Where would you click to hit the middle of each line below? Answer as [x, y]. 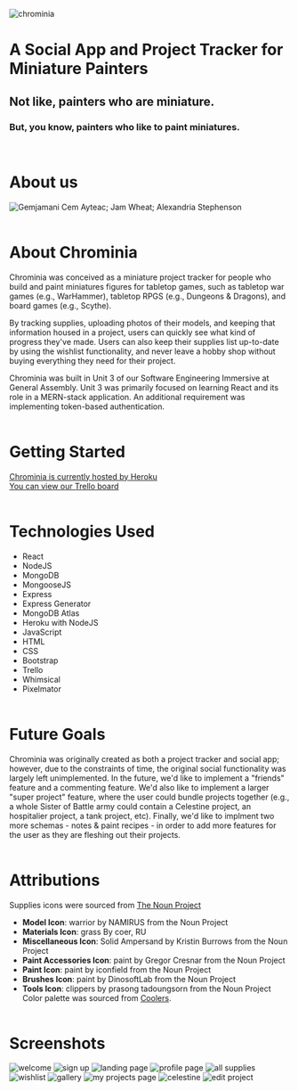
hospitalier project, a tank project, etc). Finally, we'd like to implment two [142, 816]
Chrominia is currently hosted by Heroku [84, 476]
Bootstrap [40, 660]
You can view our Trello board [64, 486]
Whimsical [41, 679]
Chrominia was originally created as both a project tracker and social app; [145, 759]
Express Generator [56, 603]
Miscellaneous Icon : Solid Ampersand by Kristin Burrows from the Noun [155, 941]
